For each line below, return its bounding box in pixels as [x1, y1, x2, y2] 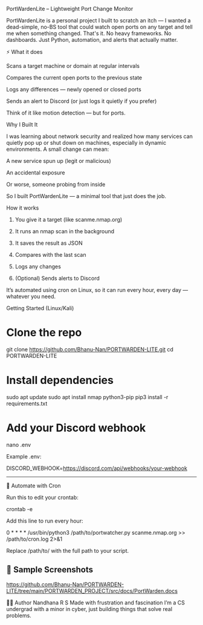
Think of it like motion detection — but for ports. [6, 109, 126, 116]
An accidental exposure [6, 169, 65, 176]
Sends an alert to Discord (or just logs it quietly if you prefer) [6, 98, 157, 105]
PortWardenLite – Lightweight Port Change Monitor [6, 5, 134, 12]
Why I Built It [6, 121, 38, 128]
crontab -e [6, 505, 33, 512]
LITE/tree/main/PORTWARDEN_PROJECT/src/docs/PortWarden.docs [6, 587, 178, 594]
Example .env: [6, 452, 42, 460]
